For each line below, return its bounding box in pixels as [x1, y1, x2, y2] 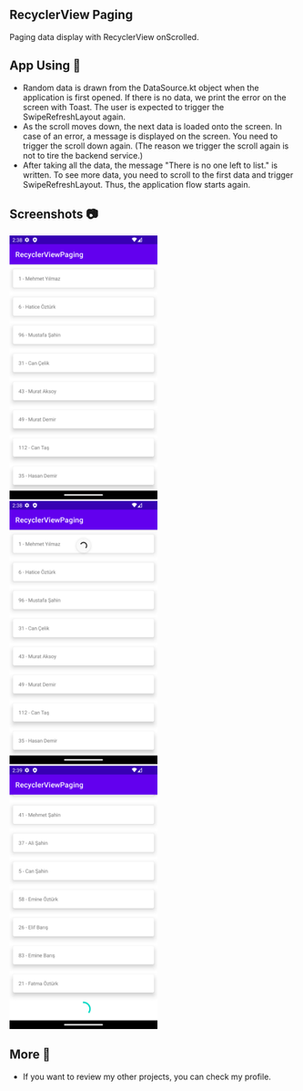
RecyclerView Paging [9, 7, 134, 23]
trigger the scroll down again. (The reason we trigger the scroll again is [22, 140, 289, 151]
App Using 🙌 [9, 58, 82, 74]
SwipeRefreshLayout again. [22, 111, 126, 122]
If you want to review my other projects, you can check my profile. [22, 1071, 271, 1082]
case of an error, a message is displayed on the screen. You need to [22, 130, 278, 141]
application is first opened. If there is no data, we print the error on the [22, 91, 287, 103]
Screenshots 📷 [9, 207, 98, 222]
